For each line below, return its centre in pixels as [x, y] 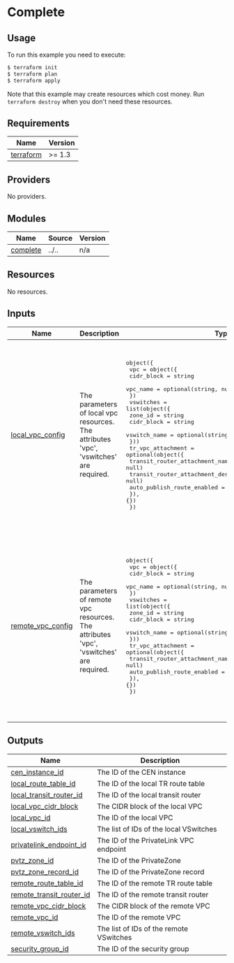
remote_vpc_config [42, 626]
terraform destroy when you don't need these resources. [90, 101]
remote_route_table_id [47, 883]
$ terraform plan [32, 74]
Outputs [25, 741]
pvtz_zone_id [32, 860]
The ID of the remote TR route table [155, 883]
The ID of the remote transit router [153, 894]
